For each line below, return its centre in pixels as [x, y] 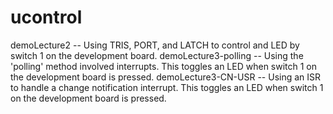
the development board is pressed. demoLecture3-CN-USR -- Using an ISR [166, 77]
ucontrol [46, 17]
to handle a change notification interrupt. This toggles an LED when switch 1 [167, 87]
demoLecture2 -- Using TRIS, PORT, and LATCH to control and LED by [155, 45]
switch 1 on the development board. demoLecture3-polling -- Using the [157, 55]
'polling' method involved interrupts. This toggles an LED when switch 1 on [164, 66]
